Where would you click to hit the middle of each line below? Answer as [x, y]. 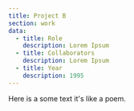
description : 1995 [53, 76]
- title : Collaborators [55, 53]
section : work [32, 23]
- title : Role [39, 38]
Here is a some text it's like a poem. [67, 98]
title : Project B [37, 16]
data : [17, 31]
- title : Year [39, 68]
